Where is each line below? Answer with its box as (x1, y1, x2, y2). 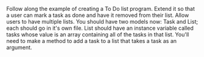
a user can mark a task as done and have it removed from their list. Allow (6, 12, 189, 19)
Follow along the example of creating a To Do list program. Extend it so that (6, 5, 195, 12)
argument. (6, 44, 32, 51)
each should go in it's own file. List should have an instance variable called (6, 24, 194, 32)
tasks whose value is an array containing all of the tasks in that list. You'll (6, 31, 189, 38)
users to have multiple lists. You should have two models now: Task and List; (6, 18, 199, 25)
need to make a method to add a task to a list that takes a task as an (6, 38, 177, 44)
